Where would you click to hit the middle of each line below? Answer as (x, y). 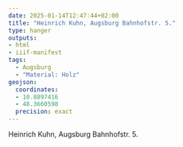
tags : (17, 60)
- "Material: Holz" (48, 75)
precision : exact (44, 112)
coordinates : (37, 89)
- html (19, 45)
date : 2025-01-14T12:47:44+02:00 (64, 15)
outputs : (23, 38)
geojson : (23, 82)
